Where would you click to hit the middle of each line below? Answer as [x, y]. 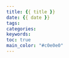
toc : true [19, 40]
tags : [13, 23]
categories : [21, 29]
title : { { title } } [31, 12]
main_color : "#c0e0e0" [35, 46]
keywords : [19, 34]
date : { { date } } [28, 18]
